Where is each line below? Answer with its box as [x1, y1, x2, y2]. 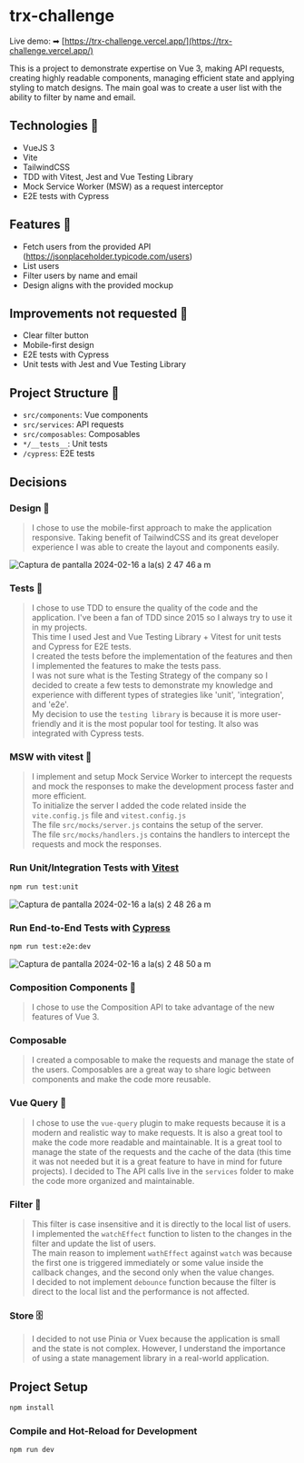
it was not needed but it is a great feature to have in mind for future [31, 1156, 283, 1167]
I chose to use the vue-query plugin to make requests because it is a [31, 1117, 286, 1128]
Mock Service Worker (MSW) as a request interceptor [22, 181, 224, 192]
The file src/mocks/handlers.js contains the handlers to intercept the [31, 829, 290, 841]
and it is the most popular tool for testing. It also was [63, 719, 260, 730]
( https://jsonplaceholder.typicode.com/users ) [22, 251, 193, 262]
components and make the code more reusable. [31, 1074, 211, 1085]
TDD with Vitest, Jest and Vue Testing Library [22, 171, 193, 182]
